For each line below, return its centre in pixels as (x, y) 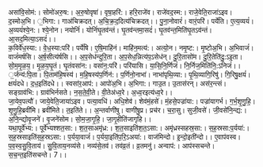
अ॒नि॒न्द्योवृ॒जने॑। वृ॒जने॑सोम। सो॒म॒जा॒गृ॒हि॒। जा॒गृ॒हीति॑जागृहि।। (80, 119)
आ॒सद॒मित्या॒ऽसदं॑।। (32, 39)
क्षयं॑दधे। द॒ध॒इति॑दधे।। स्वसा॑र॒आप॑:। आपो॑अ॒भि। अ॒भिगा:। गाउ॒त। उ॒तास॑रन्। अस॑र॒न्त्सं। (118, 83)
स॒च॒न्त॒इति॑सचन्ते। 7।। (38, 155)
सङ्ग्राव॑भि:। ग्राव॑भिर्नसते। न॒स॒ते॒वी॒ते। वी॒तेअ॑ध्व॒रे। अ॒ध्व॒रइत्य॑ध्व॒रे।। (90, 92)
